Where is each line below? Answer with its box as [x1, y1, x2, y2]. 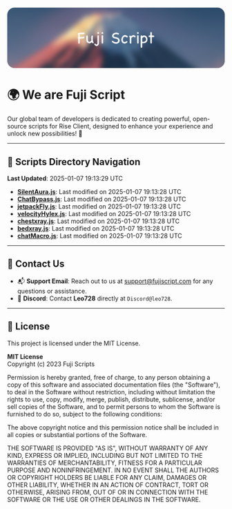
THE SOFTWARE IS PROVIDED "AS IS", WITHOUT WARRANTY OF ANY [7, 443, 209, 452]
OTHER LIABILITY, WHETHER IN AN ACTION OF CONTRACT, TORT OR [7, 481, 209, 489]
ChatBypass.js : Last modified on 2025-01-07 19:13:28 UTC [17, 195, 186, 204]
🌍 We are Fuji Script [7, 87, 126, 103]
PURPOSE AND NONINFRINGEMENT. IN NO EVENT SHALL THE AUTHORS [7, 465, 220, 474]
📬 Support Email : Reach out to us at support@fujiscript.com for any [17, 277, 213, 285]
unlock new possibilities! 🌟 [7, 129, 83, 138]
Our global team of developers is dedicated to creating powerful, [7, 115, 191, 123]
